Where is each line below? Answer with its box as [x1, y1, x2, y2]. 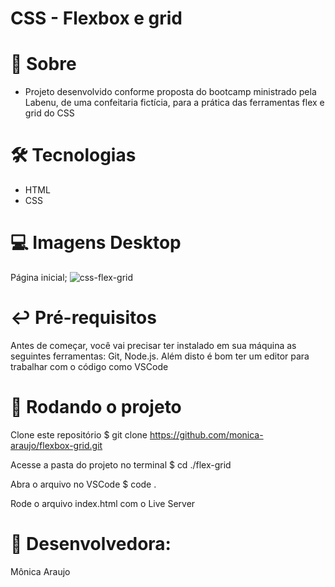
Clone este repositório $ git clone [10, 428, 148, 441]
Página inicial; [10, 272, 68, 283]
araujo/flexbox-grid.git [10, 439, 103, 451]
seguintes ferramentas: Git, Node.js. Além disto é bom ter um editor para [10, 350, 310, 362]
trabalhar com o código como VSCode [10, 360, 169, 372]
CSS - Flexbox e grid [10, 7, 183, 30]
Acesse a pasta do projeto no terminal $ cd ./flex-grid [10, 458, 232, 471]
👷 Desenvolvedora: [10, 533, 172, 556]
